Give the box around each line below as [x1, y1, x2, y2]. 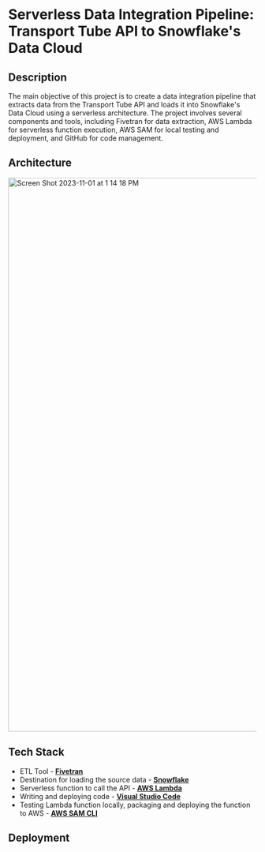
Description [8, 70, 67, 84]
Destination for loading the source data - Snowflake [19, 775, 189, 784]
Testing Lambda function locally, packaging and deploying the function [19, 800, 251, 809]
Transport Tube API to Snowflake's [8, 22, 241, 40]
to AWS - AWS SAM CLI [19, 808, 98, 818]
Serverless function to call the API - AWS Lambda [19, 783, 183, 793]
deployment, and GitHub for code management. [8, 133, 163, 143]
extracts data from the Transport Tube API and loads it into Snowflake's [8, 100, 241, 109]
